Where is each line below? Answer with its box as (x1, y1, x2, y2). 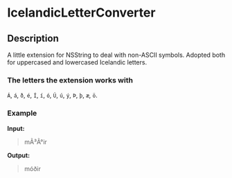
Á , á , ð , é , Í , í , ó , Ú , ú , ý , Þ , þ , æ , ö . (7, 91, 98, 100)
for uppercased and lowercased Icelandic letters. (7, 58, 148, 66)
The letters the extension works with (7, 75, 134, 84)
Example (7, 109, 37, 118)
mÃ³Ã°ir (24, 137, 47, 146)
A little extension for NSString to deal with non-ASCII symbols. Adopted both (7, 51, 226, 59)
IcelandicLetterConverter (7, 5, 156, 21)
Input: (7, 124, 25, 132)
